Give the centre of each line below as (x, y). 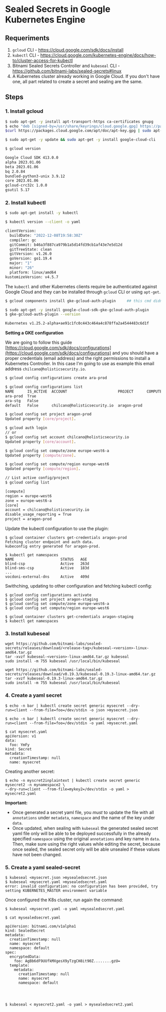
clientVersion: (21, 231)
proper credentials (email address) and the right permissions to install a (78, 358)
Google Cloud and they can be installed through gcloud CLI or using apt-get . (83, 292)
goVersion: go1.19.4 (31, 259)
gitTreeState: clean (31, 249)
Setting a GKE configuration (34, 333)
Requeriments (27, 38)
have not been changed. (37, 854)
